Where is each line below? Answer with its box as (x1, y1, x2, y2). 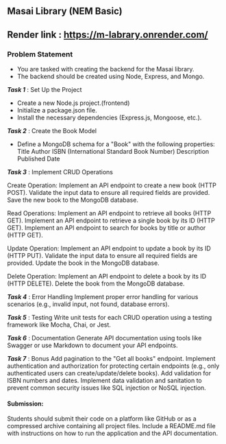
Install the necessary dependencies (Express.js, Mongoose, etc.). (16, 113, 202, 122)
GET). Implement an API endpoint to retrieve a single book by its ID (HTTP (7, 216, 216, 225)
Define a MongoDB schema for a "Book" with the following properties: (16, 140, 216, 148)
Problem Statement (7, 49, 73, 59)
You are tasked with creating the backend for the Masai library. (16, 65, 194, 73)
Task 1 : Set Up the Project (7, 86, 82, 94)
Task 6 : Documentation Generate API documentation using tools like (7, 334, 202, 342)
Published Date (16, 154, 60, 163)
